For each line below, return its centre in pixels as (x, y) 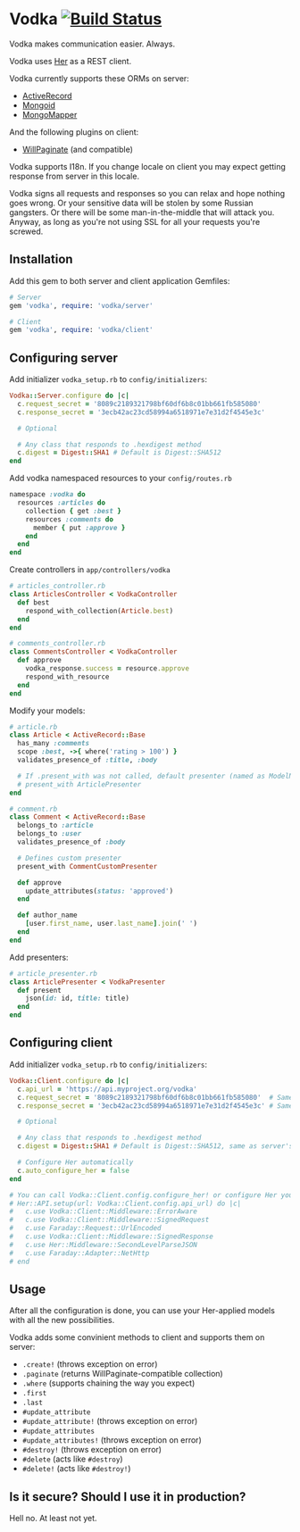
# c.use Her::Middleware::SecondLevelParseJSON (104, 1245)
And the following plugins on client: (74, 132)
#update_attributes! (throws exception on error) (112, 1440)
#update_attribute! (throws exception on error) (110, 1421)
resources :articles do (61, 503)
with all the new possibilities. (62, 1320)
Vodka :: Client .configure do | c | (69, 1080)
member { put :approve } (79, 528)
